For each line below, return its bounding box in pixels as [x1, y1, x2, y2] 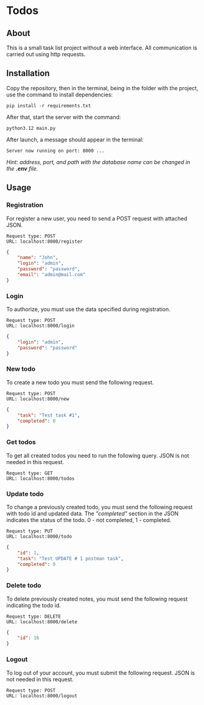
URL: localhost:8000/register [6, 238, 83, 245]
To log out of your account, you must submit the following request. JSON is [6, 669, 195, 676]
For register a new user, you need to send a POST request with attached [6, 215, 188, 222]
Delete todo [6, 581, 41, 590]
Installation [6, 68, 50, 79]
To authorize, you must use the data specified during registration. [6, 306, 171, 313]
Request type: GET [6, 470, 53, 476]
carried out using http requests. [6, 51, 86, 58]
